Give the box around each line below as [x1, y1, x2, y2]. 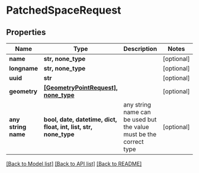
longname [9, 65, 38, 72]
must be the [123, 130, 157, 138]
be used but [123, 116, 157, 123]
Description [123, 45, 158, 53]
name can [123, 108, 151, 116]
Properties [6, 27, 46, 37]
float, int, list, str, [43, 123, 93, 131]
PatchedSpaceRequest [6, 4, 121, 17]
